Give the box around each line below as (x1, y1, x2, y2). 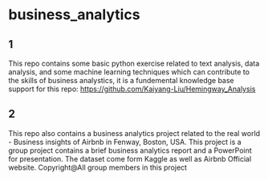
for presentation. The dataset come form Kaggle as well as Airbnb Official (8, 154, 252, 163)
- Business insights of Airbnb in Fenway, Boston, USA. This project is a (8, 137, 242, 146)
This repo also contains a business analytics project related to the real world (8, 128, 261, 138)
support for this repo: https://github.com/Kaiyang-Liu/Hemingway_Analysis (8, 84, 256, 94)
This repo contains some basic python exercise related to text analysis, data (8, 58, 260, 68)
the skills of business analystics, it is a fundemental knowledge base (8, 76, 234, 85)
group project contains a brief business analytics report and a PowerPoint (8, 146, 253, 155)
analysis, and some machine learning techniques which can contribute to (8, 67, 250, 77)
